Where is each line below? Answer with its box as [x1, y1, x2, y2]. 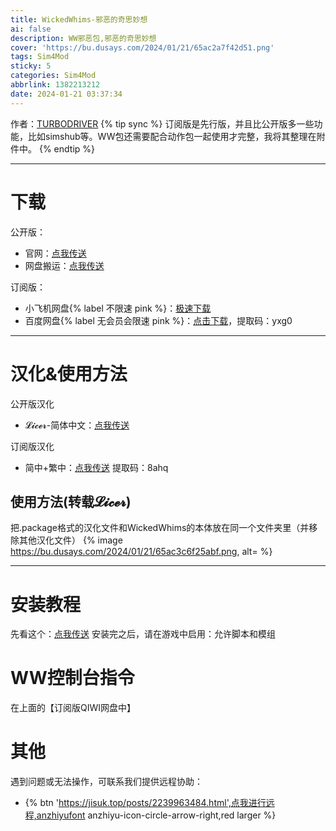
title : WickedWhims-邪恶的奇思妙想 [10, 14, 148, 25]
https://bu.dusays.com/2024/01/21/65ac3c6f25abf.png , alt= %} [10, 546, 273, 558]
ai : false [10, 24, 52, 34]
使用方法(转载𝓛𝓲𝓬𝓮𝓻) [10, 493, 132, 510]
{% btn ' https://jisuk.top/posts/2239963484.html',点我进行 [24, 797, 267, 809]
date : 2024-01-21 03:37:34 [10, 89, 123, 99]
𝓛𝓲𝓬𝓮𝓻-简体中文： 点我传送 [24, 419, 130, 431]
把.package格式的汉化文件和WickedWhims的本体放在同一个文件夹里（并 [10, 522, 310, 534]
